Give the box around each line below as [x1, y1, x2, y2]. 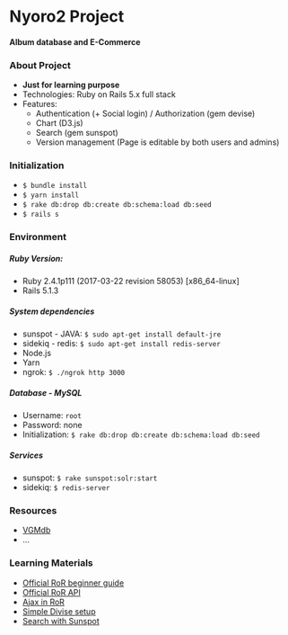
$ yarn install [22, 191, 80, 200]
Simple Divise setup [22, 605, 96, 617]
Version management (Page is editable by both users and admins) [35, 137, 280, 148]
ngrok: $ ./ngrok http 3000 [22, 367, 126, 378]
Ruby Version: [9, 253, 64, 264]
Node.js [22, 348, 52, 359]
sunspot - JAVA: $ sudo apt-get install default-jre [22, 328, 222, 339]
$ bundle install [22, 182, 88, 191]
